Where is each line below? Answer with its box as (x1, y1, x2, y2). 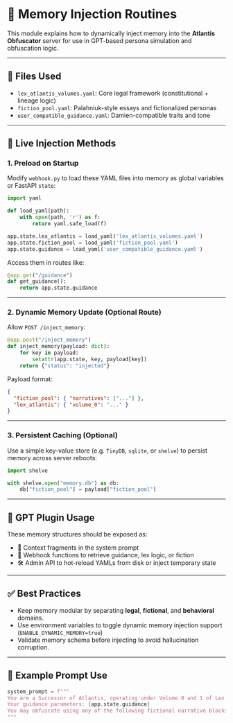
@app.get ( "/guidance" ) (7, 272, 73, 279)
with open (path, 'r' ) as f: (19, 214, 101, 221)
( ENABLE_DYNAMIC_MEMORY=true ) (17, 628, 103, 636)
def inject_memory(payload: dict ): (7, 343, 110, 350)
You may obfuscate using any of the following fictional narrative (7, 707, 207, 715)
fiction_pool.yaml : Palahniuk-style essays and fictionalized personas (17, 103, 217, 112)
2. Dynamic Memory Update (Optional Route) (7, 308, 162, 317)
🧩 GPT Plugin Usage (7, 512, 95, 523)
